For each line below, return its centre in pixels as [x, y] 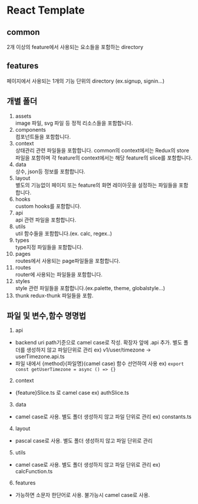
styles [22, 281]
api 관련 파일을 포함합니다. [46, 220]
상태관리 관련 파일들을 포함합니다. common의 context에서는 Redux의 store [102, 150]
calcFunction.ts [34, 472]
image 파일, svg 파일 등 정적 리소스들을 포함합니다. [74, 123]
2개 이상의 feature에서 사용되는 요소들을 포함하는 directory [75, 47]
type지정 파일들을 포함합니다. [49, 247]
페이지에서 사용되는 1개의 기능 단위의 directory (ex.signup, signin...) [86, 81]
